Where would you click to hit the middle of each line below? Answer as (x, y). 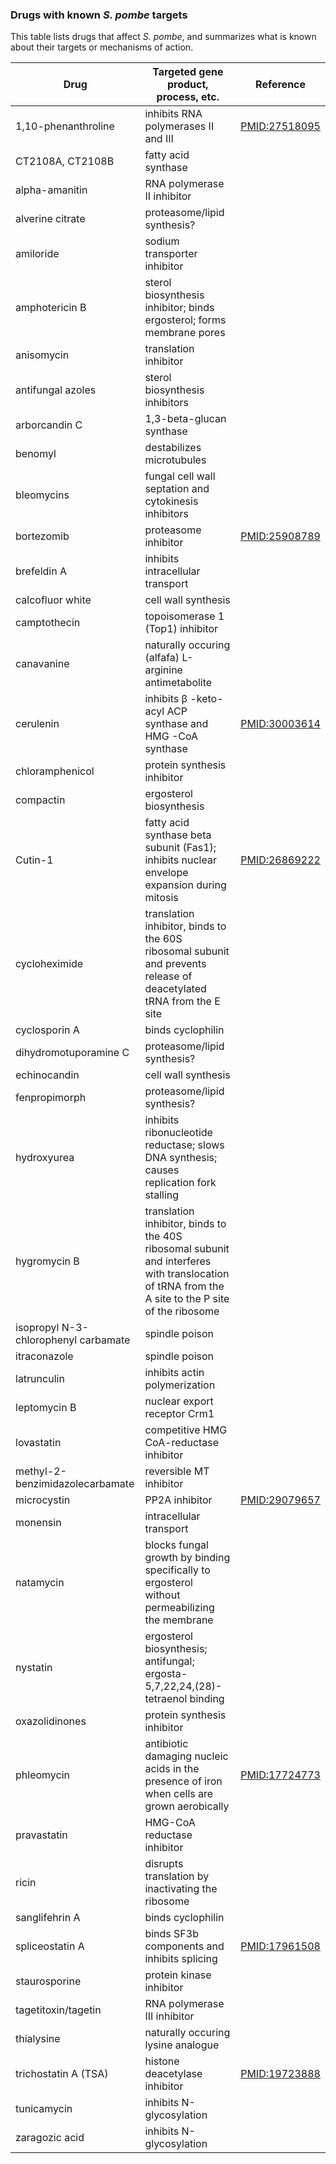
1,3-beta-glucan (185, 419)
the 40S (163, 1236)
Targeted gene (188, 72)
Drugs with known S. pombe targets (99, 15)
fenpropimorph (51, 1098)
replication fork (180, 1183)
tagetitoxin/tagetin (58, 2010)
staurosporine (48, 1981)
